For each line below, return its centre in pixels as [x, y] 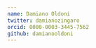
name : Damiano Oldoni [39, 14]
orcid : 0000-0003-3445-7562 [48, 27]
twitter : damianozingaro [43, 20]
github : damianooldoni [40, 34]
